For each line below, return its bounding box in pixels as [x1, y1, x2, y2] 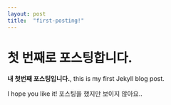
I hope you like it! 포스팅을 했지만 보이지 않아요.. [7, 89, 142, 98]
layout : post [7, 10, 46, 18]
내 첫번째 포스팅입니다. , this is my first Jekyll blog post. [7, 74, 165, 83]
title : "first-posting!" [7, 17, 84, 24]
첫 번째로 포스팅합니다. [7, 50, 133, 66]
